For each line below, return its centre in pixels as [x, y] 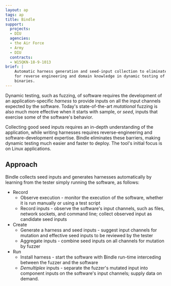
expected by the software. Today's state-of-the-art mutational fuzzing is [81, 106]
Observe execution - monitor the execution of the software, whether [92, 197]
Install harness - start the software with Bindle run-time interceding [91, 257]
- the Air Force [27, 43]
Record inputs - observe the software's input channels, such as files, [92, 208]
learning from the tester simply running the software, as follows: [73, 182]
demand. [30, 278]
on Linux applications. [28, 149]
